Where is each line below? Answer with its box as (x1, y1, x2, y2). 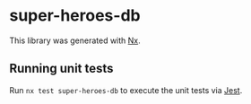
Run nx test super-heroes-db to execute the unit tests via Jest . (9, 84, 243, 95)
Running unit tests (9, 61, 114, 76)
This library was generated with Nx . (9, 35, 141, 46)
